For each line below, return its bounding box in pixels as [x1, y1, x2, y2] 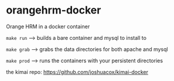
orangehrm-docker [6, 4, 101, 17]
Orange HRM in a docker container [6, 23, 90, 30]
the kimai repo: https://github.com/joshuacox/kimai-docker [6, 68, 148, 75]
